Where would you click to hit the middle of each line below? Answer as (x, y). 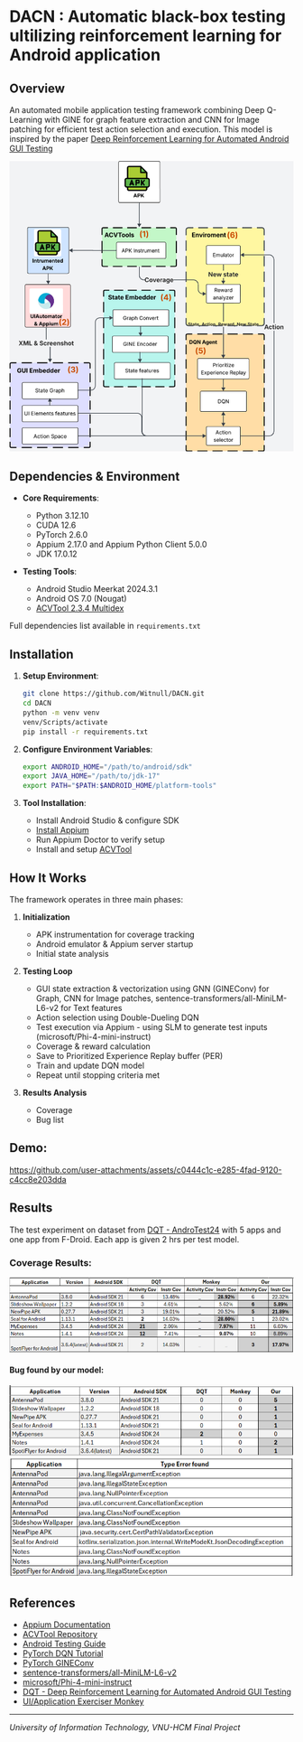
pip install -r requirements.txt (85, 732)
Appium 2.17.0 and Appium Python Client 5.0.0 (121, 545)
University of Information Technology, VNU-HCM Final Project (125, 1728)
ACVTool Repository (60, 1634)
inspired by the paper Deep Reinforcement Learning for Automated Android (149, 139)
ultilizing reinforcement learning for (146, 36)
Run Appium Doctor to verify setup (100, 840)
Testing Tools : (50, 572)
